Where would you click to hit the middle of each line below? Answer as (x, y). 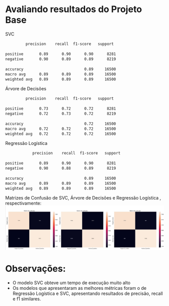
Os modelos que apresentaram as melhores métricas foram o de (79, 288)
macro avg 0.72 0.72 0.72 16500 (61, 129)
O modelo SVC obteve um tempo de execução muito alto (71, 283)
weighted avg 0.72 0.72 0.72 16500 (61, 134)
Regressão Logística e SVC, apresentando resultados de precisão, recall (88, 293)
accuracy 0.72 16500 (61, 124)
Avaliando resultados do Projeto (74, 9)
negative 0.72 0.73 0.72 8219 (61, 114)
